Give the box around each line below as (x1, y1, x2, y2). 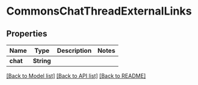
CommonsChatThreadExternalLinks (6, 4, 192, 18)
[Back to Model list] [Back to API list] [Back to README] (6, 72, 146, 80)
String (32, 56, 51, 65)
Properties (6, 29, 48, 39)
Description (57, 47, 92, 55)
